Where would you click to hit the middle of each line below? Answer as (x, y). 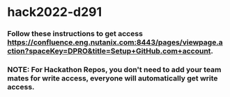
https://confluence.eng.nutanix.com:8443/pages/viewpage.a (115, 42)
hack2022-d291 (55, 12)
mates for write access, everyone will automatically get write (113, 78)
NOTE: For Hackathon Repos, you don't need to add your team (114, 70)
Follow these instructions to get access (75, 34)
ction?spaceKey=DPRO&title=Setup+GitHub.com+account (109, 51)
